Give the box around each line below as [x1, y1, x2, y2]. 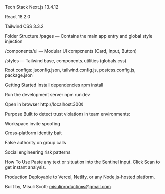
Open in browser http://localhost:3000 [5, 101, 84, 107]
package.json [5, 72, 33, 78]
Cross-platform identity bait [5, 130, 62, 136]
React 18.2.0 [5, 14, 31, 19]
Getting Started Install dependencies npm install [5, 82, 103, 88]
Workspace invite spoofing [5, 121, 61, 126]
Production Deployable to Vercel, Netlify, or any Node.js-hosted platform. [5, 174, 155, 180]
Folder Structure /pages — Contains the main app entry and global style [5, 33, 153, 39]
